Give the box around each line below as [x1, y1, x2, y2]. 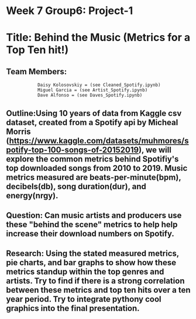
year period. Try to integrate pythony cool [6, 294, 162, 304]
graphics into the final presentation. [6, 303, 140, 314]
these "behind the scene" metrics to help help [6, 219, 178, 229]
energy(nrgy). [6, 190, 59, 200]
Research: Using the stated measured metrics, [6, 249, 180, 259]
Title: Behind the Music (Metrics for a [6, 31, 191, 44]
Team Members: [6, 66, 67, 77]
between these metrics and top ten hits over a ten [6, 285, 191, 295]
